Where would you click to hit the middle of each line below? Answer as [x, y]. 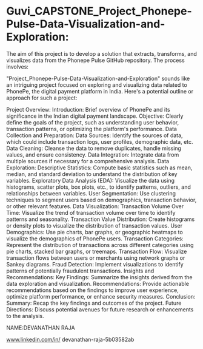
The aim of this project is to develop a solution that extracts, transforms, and [101, 53]
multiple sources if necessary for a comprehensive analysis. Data [88, 161]
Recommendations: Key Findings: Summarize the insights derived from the [99, 277]
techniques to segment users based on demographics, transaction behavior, [101, 200]
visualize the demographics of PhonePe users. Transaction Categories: [95, 239]
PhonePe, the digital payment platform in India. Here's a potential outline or [100, 91]
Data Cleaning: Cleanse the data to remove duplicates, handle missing [94, 148]
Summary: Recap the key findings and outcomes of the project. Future [94, 303]
